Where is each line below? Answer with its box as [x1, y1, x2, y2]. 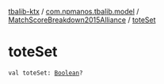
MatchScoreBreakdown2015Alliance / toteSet [8, 15, 156, 25]
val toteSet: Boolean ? [8, 69, 83, 77]
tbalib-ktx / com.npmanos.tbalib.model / [8, 7, 139, 16]
